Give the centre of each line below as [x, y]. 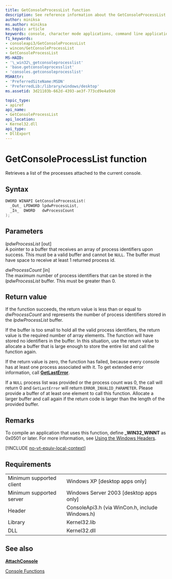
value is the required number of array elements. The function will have [79, 336]
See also [19, 549]
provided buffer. [22, 404]
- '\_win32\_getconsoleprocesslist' [44, 63]
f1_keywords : [19, 39]
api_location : [20, 119]
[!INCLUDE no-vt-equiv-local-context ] [46, 448]
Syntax [17, 189]
